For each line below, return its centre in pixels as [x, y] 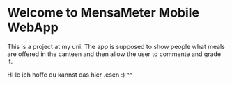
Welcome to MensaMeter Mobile [103, 13]
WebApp [33, 27]
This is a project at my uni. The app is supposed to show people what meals [116, 46]
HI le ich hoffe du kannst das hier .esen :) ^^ [70, 75]
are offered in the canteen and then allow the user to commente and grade [114, 54]
